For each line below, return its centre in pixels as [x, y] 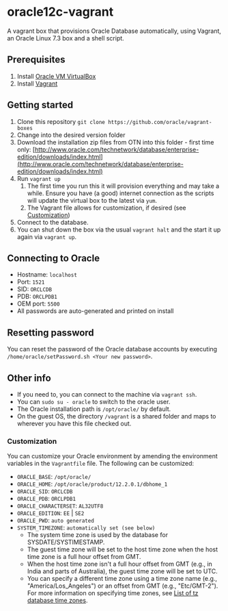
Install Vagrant [37, 84]
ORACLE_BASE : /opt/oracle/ [54, 477]
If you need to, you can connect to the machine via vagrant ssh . [107, 394]
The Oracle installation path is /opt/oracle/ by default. [94, 409]
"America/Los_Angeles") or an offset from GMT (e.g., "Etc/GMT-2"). [123, 586]
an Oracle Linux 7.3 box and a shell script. [66, 38]
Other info [29, 378]
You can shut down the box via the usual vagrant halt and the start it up [119, 229]
